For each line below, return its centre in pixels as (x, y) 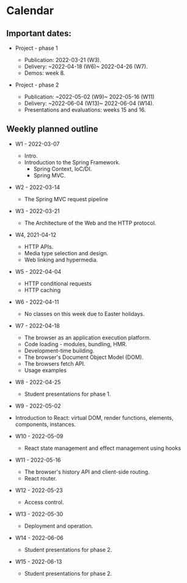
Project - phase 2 (37, 85)
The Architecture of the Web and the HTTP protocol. (90, 223)
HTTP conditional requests (58, 284)
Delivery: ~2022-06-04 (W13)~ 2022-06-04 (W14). (89, 103)
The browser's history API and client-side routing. (87, 472)
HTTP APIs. (39, 247)
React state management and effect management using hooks (103, 448)
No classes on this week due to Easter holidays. (84, 314)
